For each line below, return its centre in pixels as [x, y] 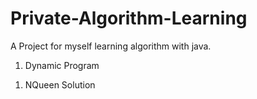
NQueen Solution [60, 84]
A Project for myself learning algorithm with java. [111, 46]
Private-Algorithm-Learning [129, 18]
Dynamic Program [62, 65]
